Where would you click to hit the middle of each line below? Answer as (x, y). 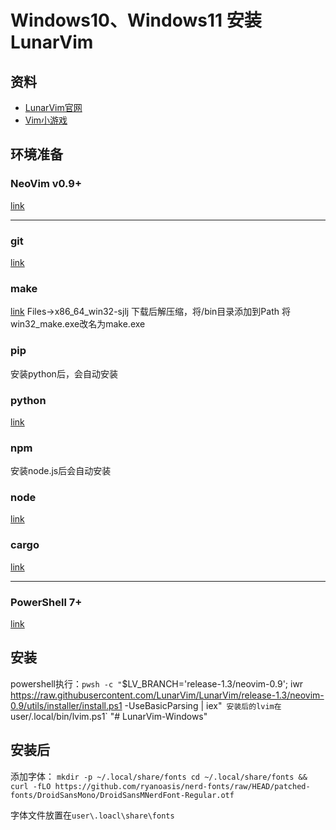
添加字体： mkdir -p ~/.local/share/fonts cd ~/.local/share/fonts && (159, 776)
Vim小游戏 (46, 120)
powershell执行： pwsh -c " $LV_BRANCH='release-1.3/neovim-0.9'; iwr (157, 683)
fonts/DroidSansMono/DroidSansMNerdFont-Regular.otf (122, 795)
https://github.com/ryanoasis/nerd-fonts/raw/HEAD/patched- (182, 786)
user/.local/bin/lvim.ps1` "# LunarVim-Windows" (109, 716)
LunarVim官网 (53, 107)
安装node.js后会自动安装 (61, 471)
